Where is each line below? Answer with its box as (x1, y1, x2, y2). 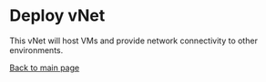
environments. (9, 44, 64, 55)
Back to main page (9, 62, 80, 73)
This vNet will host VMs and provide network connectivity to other (9, 35, 258, 46)
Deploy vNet (9, 5, 106, 26)
